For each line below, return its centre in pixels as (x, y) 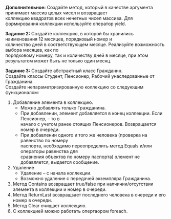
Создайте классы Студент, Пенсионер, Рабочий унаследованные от (80, 76)
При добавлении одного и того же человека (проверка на (84, 135)
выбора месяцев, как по (32, 50)
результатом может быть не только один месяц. (58, 61)
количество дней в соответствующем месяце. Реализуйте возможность (85, 45)
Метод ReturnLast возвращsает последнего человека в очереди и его (89, 195)
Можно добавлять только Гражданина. (63, 108)
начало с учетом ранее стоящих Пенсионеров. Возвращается (89, 124)
